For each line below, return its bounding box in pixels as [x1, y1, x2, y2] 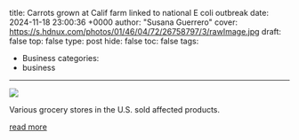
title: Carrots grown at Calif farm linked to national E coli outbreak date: [9, 8, 270, 18]
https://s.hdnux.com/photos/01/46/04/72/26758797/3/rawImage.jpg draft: [9, 27, 282, 36]
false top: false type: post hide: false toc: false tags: [9, 35, 199, 46]
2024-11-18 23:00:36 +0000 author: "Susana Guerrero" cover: [9, 17, 238, 27]
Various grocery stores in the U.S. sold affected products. [9, 105, 221, 114]
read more [9, 121, 47, 132]
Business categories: [21, 53, 100, 63]
